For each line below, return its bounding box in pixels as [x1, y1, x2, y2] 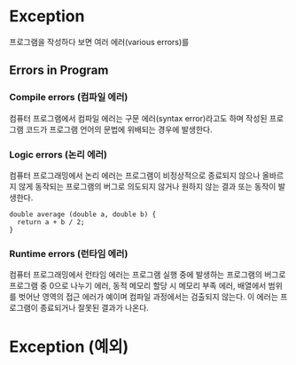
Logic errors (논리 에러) [9, 148, 108, 160]
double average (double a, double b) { [9, 210, 157, 219]
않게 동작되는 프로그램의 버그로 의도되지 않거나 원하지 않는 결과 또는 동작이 [18, 181, 277, 191]
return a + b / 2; [17, 217, 86, 227]
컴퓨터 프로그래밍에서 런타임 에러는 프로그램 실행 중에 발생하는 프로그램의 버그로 [9, 269, 286, 280]
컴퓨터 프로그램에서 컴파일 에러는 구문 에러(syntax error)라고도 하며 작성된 [9, 113, 268, 123]
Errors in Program [9, 63, 109, 78]
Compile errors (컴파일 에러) [9, 91, 129, 104]
